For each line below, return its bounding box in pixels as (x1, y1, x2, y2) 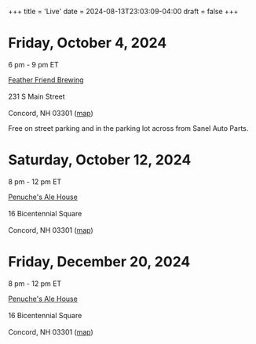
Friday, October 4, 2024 (8, 34, 167, 52)
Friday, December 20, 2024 (8, 253, 191, 271)
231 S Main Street (8, 92, 65, 101)
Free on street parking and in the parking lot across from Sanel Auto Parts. (8, 123, 249, 132)
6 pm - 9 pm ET (8, 60, 59, 69)
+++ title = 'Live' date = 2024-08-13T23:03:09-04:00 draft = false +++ (8, 7, 239, 16)
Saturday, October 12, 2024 (8, 151, 192, 169)
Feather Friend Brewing (8, 74, 84, 85)
